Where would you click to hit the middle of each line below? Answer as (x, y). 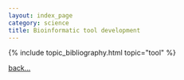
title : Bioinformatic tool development (74, 30)
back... (20, 68)
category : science (39, 23)
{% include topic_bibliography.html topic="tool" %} (92, 53)
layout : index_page (41, 15)
